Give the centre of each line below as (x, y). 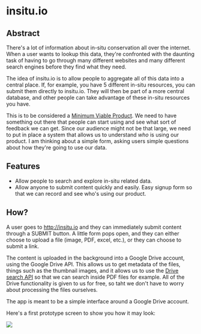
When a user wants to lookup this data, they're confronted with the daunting (100, 54)
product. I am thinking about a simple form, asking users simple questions (97, 141)
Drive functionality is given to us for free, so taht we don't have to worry (95, 283)
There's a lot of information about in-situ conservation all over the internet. (98, 47)
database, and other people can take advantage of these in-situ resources (98, 98)
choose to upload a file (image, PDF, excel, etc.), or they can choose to (94, 240)
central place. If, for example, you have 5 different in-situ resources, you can (101, 85)
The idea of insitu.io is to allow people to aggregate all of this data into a (95, 78)
